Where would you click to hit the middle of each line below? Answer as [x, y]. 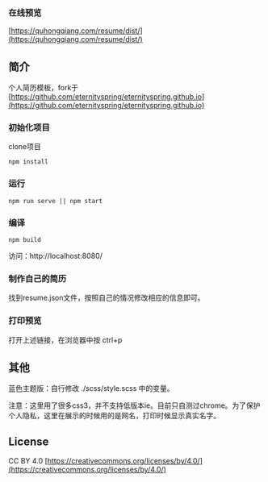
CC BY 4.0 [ [28, 461]
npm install [28, 162]
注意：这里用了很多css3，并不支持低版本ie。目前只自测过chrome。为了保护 [134, 405]
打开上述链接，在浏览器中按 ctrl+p [65, 339]
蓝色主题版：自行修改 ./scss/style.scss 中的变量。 [92, 389]
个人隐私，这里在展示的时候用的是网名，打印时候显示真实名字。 [114, 416]
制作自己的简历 [38, 278]
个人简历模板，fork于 [44, 88]
